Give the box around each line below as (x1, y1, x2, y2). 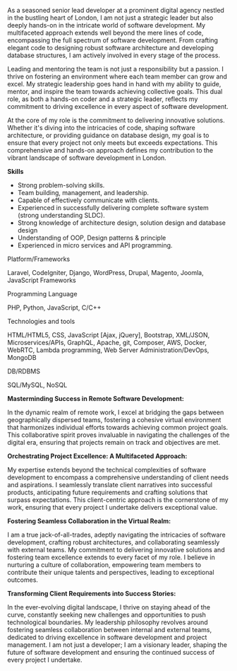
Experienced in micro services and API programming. (17, 241, 173, 250)
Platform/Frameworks (7, 255, 71, 263)
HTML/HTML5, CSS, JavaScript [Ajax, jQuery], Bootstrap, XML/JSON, (7, 331, 210, 339)
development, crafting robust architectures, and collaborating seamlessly (7, 538, 220, 547)
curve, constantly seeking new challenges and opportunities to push (7, 611, 207, 619)
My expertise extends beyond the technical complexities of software (7, 466, 207, 474)
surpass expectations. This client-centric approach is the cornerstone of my (7, 496, 229, 504)
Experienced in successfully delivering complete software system (17, 204, 209, 211)
